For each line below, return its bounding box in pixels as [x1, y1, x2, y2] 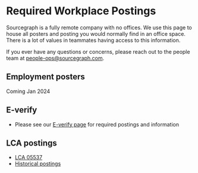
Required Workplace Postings [6, 4, 156, 18]
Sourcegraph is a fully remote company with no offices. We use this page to [6, 24, 192, 31]
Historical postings [14, 160, 61, 168]
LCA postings [6, 138, 58, 148]
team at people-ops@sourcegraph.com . [6, 54, 105, 61]
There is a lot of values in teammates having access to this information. [6, 36, 181, 44]
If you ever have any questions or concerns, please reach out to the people [6, 48, 190, 55]
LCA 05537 [14, 154, 43, 161]
